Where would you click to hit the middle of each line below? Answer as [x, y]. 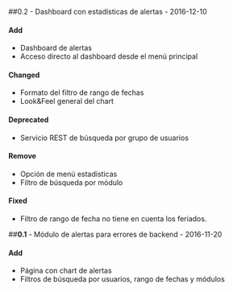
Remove [22, 156]
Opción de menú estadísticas [69, 174]
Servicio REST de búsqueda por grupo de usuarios [104, 138]
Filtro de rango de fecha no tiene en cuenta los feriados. [113, 219]
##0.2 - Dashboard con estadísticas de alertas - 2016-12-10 [108, 12]
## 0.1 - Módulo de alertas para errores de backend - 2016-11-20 [115, 234]
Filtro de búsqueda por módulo [71, 182]
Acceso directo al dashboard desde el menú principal [109, 56]
